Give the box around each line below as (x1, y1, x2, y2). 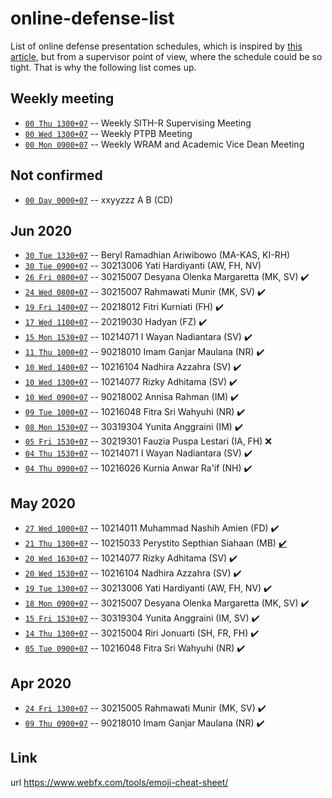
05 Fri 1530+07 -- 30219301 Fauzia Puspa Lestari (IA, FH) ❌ (24, 435, 272, 447)
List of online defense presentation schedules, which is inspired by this (10, 40, 303, 52)
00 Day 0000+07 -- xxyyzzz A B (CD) (24, 193, 174, 206)
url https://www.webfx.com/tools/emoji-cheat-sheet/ (10, 776, 229, 788)
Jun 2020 (10, 222, 73, 239)
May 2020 (10, 495, 76, 512)
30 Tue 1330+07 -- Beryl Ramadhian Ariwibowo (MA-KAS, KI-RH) (24, 249, 291, 261)
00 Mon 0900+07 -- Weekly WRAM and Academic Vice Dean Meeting (24, 138, 305, 150)
